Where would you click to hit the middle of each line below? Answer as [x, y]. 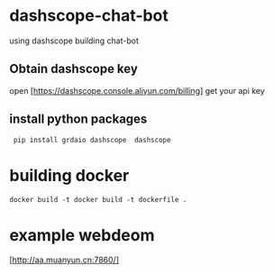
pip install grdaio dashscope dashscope [92, 140]
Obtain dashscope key [73, 69]
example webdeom [82, 235]
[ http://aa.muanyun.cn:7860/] [64, 260]
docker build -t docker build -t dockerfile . [98, 199]
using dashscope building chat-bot [74, 41]
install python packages [78, 119]
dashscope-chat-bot [89, 16]
